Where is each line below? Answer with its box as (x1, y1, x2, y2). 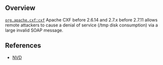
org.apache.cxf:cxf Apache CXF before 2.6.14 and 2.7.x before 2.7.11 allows (5, 17, 158, 22)
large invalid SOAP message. (5, 27, 63, 33)
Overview (5, 4, 36, 12)
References (5, 42, 41, 50)
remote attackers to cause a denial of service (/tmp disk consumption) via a (5, 22, 158, 28)
